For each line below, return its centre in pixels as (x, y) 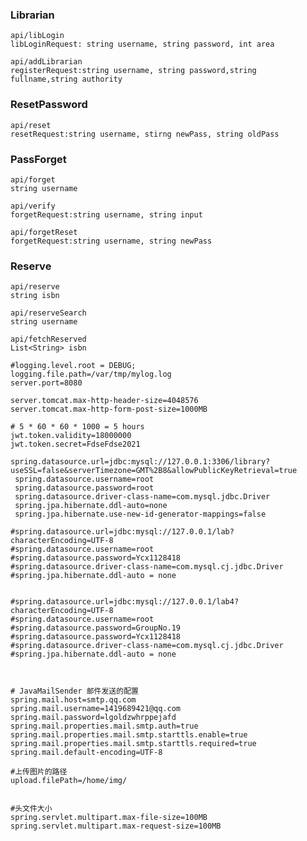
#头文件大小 (31, 809)
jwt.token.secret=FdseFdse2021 (75, 444)
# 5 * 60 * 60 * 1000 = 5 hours (77, 427)
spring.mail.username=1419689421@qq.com (96, 709)
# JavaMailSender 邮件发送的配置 (74, 691)
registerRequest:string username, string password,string (133, 71)
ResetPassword (49, 105)
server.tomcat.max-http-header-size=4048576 (104, 401)
